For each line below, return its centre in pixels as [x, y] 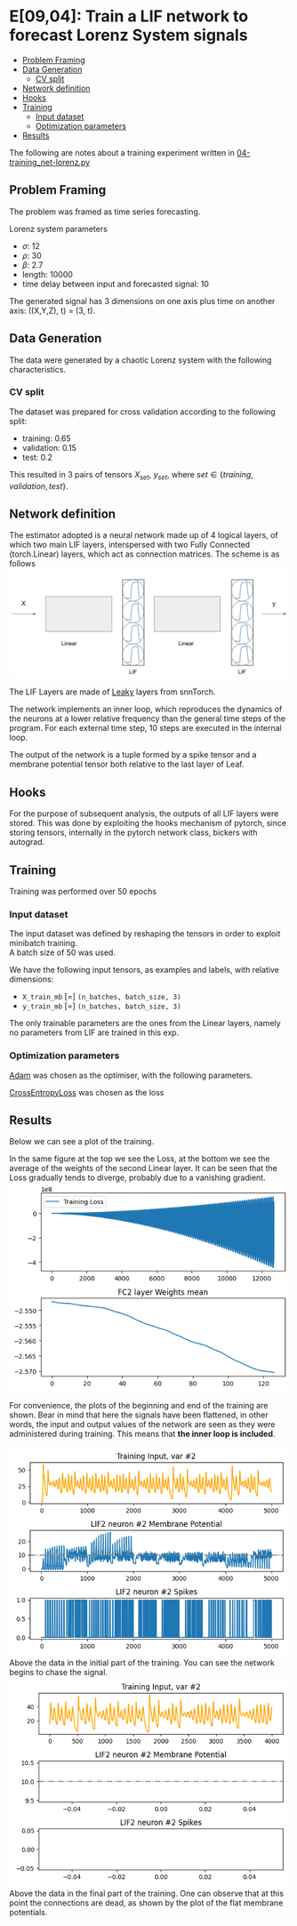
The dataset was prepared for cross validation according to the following [142, 412]
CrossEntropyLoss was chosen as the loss [87, 1092]
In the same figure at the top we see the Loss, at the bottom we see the [140, 1159]
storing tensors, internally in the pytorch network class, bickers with [133, 832]
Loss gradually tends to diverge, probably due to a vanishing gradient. [137, 1178]
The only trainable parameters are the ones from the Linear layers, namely [145, 1023]
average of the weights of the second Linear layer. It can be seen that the [143, 1168]
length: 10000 [48, 274]
